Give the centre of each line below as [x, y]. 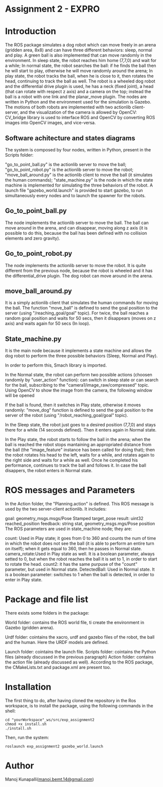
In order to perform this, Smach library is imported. [56, 365]
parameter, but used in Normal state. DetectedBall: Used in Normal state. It [80, 569]
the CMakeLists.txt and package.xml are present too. [58, 667]
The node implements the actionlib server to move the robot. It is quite [75, 265]
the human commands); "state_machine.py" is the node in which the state [79, 180]
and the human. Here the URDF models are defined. [57, 642]
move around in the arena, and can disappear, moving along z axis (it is [76, 228]
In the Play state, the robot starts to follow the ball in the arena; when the [78, 439]
